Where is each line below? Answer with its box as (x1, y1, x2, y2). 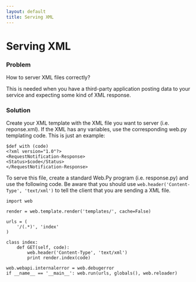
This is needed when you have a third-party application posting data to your (6, 85, 191, 92)
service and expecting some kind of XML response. (6, 91, 131, 98)
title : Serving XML (6, 14, 54, 20)
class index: (6, 240, 38, 245)
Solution (6, 106, 31, 114)
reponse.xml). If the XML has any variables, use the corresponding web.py (6, 126, 187, 133)
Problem (6, 60, 31, 68)
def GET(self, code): (16, 245, 69, 251)
